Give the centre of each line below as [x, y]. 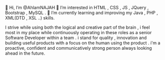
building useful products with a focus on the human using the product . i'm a [83, 43]
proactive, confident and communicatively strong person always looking [79, 48]
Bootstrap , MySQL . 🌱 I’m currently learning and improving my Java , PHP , [82, 13]
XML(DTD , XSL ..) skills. [30, 18]
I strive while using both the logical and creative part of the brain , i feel [78, 27]
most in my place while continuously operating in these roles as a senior [79, 32]
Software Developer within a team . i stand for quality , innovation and [76, 38]
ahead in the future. [25, 53]
